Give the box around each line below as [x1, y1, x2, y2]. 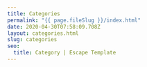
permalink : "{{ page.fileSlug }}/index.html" [7, 17, 141, 24]
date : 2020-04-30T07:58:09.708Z [7, 23, 101, 30]
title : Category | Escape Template [13, 50, 116, 57]
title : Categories [7, 10, 60, 17]
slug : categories [7, 36, 58, 43]
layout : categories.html [7, 29, 79, 37]
